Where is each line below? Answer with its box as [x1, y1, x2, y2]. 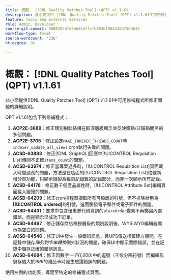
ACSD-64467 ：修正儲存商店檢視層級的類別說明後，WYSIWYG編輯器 [12, 220, 158, 226]
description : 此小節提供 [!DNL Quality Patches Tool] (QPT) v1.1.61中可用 [5, 12, 161, 17]
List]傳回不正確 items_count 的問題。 [12, 157, 88, 163]
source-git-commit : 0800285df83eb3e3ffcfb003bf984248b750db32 [5, 26, 140, 32]
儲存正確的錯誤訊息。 [21, 245, 67, 252]
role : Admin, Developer [5, 21, 56, 27]
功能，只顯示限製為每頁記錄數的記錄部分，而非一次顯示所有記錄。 [26, 176, 164, 182]
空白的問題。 [21, 227, 49, 233]
